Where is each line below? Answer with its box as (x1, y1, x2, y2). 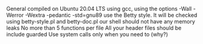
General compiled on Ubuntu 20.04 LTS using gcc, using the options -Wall (6, 5, 192, 12)
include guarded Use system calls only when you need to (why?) (6, 31, 168, 38)
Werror (6, 11, 24, 19)
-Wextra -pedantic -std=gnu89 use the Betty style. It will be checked (25, 11, 198, 19)
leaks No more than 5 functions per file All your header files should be (6, 24, 182, 31)
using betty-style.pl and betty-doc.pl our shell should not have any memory (6, 18, 196, 25)
